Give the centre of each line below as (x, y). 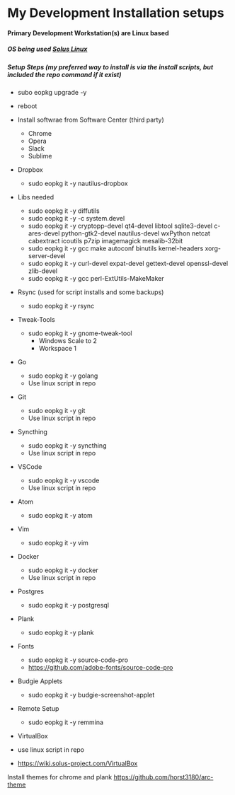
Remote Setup (38, 709)
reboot (27, 106)
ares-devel (44, 233)
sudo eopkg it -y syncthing (67, 446)
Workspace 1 (57, 349)
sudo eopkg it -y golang (63, 376)
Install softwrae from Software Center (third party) (91, 120)
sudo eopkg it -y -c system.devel (76, 219)
